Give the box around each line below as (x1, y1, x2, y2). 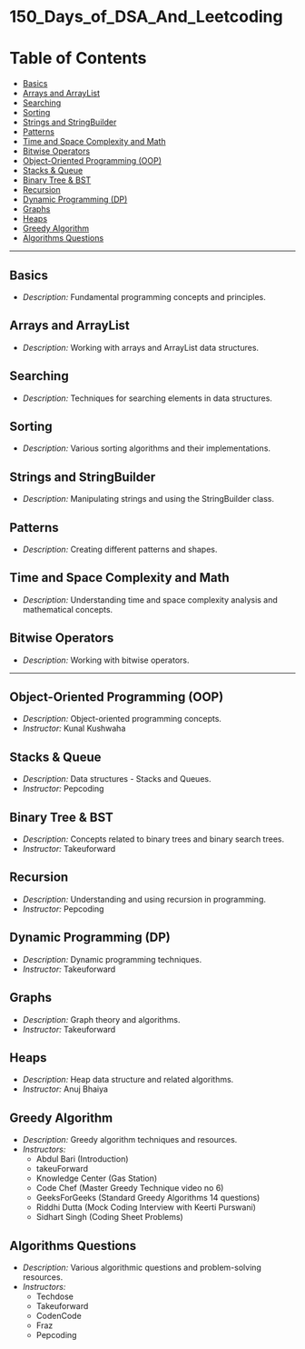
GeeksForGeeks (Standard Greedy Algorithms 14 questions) (35, 1193, 261, 1204)
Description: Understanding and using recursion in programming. (22, 894, 266, 904)
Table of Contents (9, 48, 147, 69)
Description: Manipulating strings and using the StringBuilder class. (22, 494, 275, 505)
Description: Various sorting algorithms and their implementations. (22, 443, 271, 454)
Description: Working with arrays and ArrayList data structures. (22, 342, 260, 353)
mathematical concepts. (22, 604, 113, 615)
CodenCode (35, 1310, 82, 1321)
